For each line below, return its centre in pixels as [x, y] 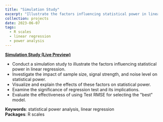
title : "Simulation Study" [32, 9]
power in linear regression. [39, 69]
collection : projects [27, 18]
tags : [10, 27]
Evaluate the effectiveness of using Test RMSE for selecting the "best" [82, 95]
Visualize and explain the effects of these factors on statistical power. [81, 84]
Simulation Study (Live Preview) [38, 54]
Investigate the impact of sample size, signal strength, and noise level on [85, 74]
